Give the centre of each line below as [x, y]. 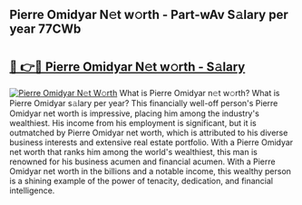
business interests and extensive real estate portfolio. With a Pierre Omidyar [151, 142]
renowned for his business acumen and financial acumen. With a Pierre [142, 161]
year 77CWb [45, 29]
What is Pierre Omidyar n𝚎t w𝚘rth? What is [200, 93]
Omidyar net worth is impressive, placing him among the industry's [135, 113]
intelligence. [32, 190]
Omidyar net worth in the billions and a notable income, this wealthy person [151, 171]
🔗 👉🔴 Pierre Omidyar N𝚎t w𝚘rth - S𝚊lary [127, 67]
